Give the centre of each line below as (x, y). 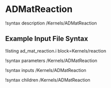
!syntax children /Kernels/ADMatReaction (48, 80)
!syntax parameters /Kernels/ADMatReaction (51, 60)
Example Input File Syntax (47, 39)
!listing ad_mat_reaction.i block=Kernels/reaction (56, 50)
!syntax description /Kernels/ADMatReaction (51, 23)
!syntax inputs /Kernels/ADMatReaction (46, 70)
